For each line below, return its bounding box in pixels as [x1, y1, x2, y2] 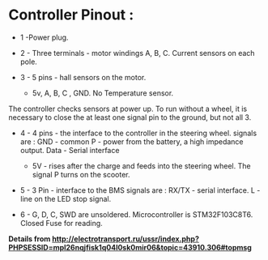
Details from [8, 233, 51, 244]
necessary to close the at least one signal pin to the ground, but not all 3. [8, 112, 252, 122]
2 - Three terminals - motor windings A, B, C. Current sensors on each [19, 48, 255, 58]
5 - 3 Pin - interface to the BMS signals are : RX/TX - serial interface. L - [19, 185, 261, 195]
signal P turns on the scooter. [32, 169, 131, 179]
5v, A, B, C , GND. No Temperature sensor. [32, 87, 174, 98]
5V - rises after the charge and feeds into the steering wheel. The [32, 160, 251, 171]
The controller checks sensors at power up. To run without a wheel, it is [8, 104, 248, 113]
